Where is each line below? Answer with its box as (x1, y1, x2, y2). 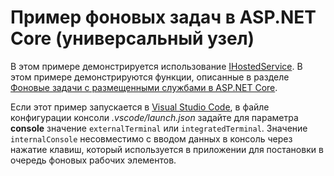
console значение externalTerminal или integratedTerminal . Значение (10, 122, 308, 134)
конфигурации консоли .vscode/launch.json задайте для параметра (10, 111, 299, 123)
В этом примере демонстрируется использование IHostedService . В (10, 60, 303, 72)
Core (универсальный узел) (10, 27, 255, 50)
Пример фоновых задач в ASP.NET (10, 6, 317, 29)
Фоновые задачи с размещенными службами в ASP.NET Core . (10, 81, 278, 93)
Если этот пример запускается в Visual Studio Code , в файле (10, 101, 270, 113)
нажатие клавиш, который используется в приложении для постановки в (10, 143, 324, 155)
